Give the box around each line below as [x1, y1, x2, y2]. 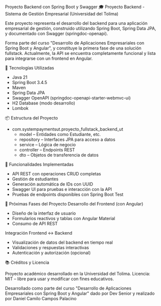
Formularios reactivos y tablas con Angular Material [12, 216, 115, 221]
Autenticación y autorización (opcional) [12, 250, 91, 255]
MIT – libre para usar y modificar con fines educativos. [5, 276, 114, 282]
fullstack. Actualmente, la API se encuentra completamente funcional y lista [5, 51, 156, 56]
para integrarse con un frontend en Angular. [5, 55, 93, 61]
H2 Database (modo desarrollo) [12, 100, 75, 106]
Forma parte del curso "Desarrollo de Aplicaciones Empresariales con [5, 40, 145, 46]
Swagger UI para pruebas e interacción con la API [12, 187, 113, 192]
